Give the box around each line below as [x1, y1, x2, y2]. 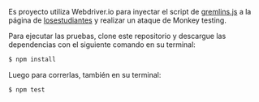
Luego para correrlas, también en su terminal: [8, 70, 162, 79]
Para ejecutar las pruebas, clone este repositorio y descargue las [8, 32, 227, 40]
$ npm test [8, 85, 45, 94]
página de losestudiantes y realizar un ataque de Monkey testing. [8, 15, 227, 25]
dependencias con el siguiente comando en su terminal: [8, 40, 196, 49]
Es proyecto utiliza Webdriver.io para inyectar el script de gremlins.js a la [8, 7, 252, 16]
